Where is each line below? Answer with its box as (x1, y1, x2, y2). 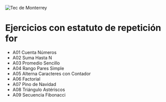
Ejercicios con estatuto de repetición (5, 22, 161, 33)
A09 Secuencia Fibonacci (12, 91, 66, 97)
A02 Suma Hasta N (12, 54, 52, 60)
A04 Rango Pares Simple (12, 65, 64, 71)
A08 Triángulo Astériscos (12, 86, 65, 92)
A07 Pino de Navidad (12, 81, 56, 87)
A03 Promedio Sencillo (12, 60, 60, 66)
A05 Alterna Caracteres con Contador (12, 70, 91, 76)
